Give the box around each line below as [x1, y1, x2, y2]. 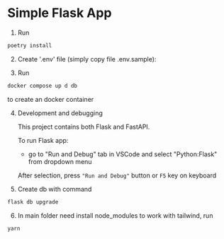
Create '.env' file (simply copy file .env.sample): [17, 54, 157, 63]
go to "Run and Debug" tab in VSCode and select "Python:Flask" [28, 150, 218, 158]
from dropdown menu [28, 157, 92, 165]
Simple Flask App [7, 5, 112, 21]
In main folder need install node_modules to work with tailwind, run [17, 211, 213, 220]
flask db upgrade [7, 198, 59, 206]
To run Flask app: [17, 136, 69, 144]
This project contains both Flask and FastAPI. [17, 122, 150, 131]
